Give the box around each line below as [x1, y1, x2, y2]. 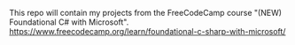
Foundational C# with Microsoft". [9, 17, 129, 27]
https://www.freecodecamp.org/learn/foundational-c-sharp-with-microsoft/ [9, 26, 286, 36]
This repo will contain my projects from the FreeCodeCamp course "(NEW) [9, 8, 282, 18]
